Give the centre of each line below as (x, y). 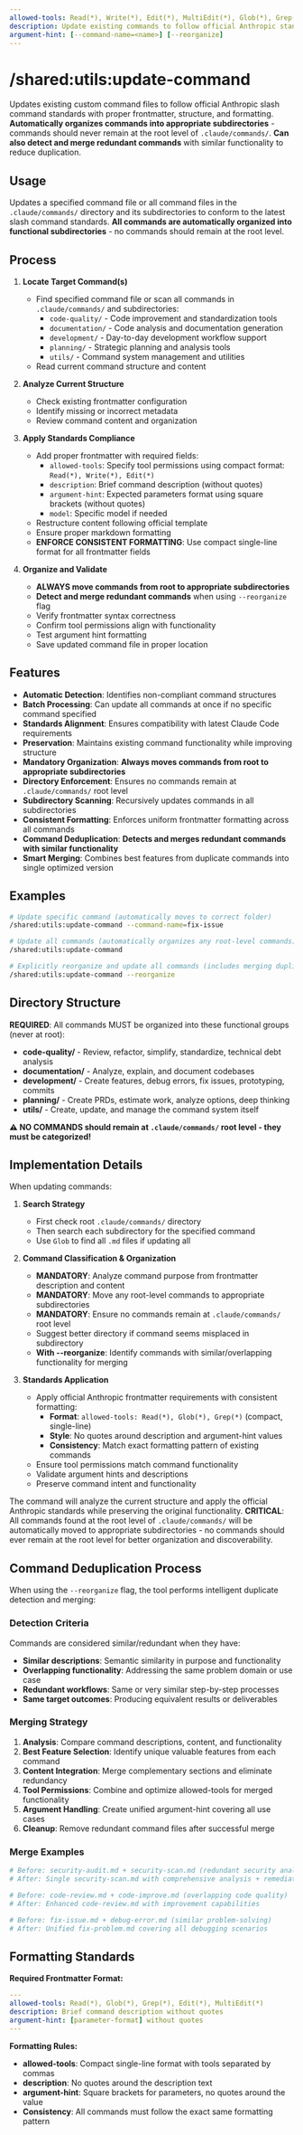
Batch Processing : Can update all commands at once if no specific (147, 704)
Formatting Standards (72, 1956)
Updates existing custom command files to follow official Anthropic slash (144, 104)
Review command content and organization (116, 420)
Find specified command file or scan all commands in (135, 298)
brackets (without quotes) (97, 504)
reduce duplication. (46, 152)
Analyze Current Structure (73, 383)
